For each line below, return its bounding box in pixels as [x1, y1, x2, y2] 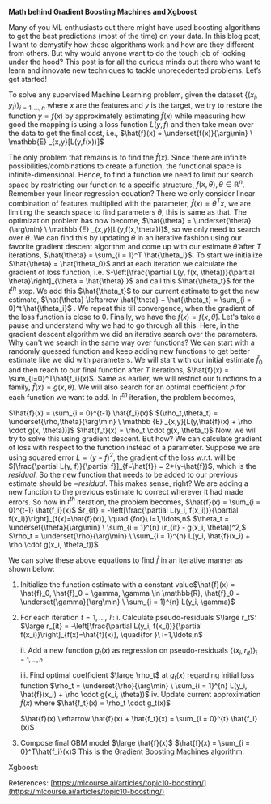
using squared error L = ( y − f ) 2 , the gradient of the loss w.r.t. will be [8, 451, 236, 462]
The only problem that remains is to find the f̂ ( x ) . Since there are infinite [8, 152, 247, 162]
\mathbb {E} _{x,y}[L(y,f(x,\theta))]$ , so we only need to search [49, 224, 260, 234]
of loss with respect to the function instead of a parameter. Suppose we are [8, 443, 260, 453]
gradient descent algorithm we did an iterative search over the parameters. [8, 329, 258, 338]
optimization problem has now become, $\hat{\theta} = [8, 215, 193, 225]
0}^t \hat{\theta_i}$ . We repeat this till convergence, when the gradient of [8, 303, 255, 313]
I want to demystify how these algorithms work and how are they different [8, 40, 255, 49]
